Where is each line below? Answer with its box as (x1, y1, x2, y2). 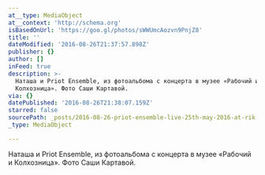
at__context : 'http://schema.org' (8, 19, 122, 27)
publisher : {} (8, 48, 55, 56)
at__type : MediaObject (8, 11, 83, 20)
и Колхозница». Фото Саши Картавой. (8, 158, 136, 167)
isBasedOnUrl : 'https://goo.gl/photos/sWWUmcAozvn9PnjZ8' (8, 26, 203, 34)
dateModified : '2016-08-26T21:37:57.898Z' (8, 41, 150, 49)
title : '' (8, 33, 41, 42)
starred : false (8, 107, 58, 115)
